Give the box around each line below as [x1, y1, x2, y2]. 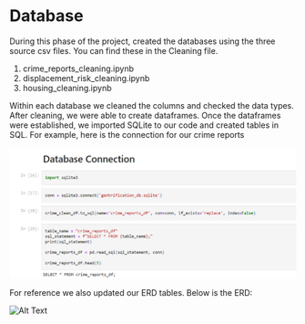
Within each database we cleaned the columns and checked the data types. [9, 99, 294, 110]
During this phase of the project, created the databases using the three [9, 36, 276, 47]
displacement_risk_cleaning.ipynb [22, 72, 150, 83]
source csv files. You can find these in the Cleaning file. [9, 45, 219, 56]
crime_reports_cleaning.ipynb [22, 63, 135, 74]
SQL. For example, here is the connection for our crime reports [9, 129, 245, 140]
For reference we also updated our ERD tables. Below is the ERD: [9, 287, 253, 298]
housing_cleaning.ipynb [22, 82, 112, 93]
